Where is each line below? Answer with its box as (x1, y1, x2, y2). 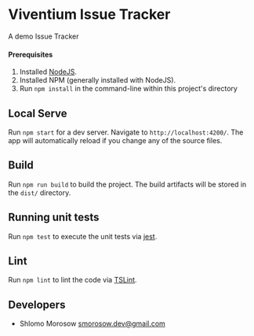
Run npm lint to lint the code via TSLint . (8, 275, 137, 285)
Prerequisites (8, 50, 53, 59)
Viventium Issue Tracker (8, 6, 171, 24)
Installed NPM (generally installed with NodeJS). (19, 76, 176, 85)
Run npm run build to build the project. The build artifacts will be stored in (8, 179, 247, 189)
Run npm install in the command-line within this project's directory (19, 84, 238, 94)
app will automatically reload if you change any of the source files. (8, 135, 223, 145)
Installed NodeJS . (19, 67, 77, 76)
